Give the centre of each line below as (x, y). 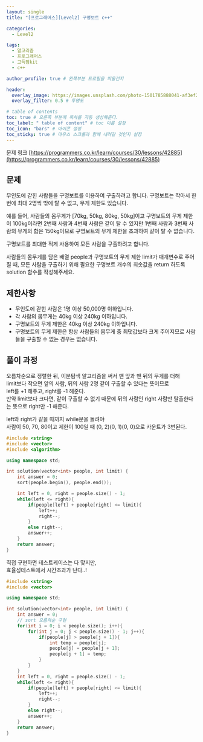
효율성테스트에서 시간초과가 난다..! (47, 570)
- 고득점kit (25, 62)
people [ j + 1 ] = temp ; (78, 654)
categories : (21, 29)
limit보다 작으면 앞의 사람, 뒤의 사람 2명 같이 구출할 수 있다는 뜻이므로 (88, 383)
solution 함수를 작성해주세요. (40, 272)
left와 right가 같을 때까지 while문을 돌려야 (56, 419)
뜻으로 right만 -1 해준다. (41, 406)
